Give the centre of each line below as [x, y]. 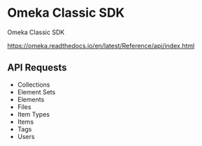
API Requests [37, 68]
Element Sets [36, 92]
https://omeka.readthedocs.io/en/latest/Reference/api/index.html [101, 45]
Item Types [34, 114]
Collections [34, 85]
